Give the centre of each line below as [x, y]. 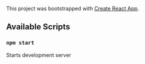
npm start [20, 43]
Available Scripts [38, 27]
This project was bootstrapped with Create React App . [73, 9]
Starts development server [39, 55]
